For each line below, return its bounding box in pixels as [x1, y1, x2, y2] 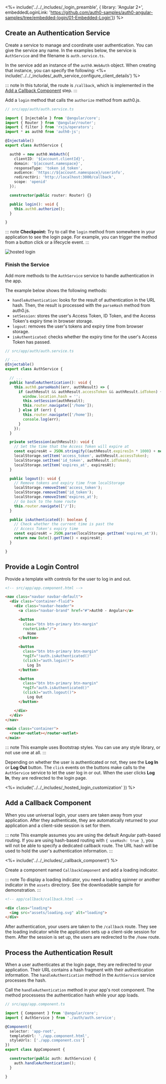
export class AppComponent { [5, 1047, 65, 1052]
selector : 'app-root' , [9, 1029, 56, 1034]
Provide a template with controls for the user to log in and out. [5, 576, 131, 582]
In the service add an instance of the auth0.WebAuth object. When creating [5, 62, 156, 68]
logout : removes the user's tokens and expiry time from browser [12, 323, 144, 329]
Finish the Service [5, 261, 49, 268]
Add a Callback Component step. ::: [5, 87, 78, 93]
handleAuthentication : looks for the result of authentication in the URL [12, 297, 156, 303]
